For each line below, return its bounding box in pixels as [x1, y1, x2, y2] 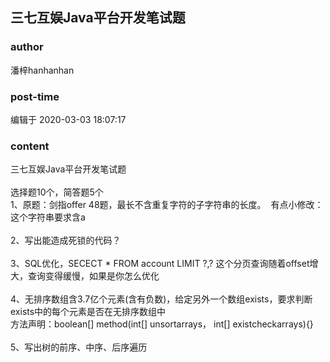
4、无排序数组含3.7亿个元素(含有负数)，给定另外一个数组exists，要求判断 [10, 293, 313, 305]
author [10, 40, 44, 54]
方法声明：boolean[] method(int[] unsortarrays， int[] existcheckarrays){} [10, 318, 314, 330]
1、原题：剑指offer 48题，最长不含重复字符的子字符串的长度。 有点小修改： [10, 199, 324, 211]
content [10, 139, 50, 153]
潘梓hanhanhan [10, 64, 75, 76]
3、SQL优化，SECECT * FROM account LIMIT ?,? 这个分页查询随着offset [10, 258, 310, 270]
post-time [10, 89, 60, 103]
